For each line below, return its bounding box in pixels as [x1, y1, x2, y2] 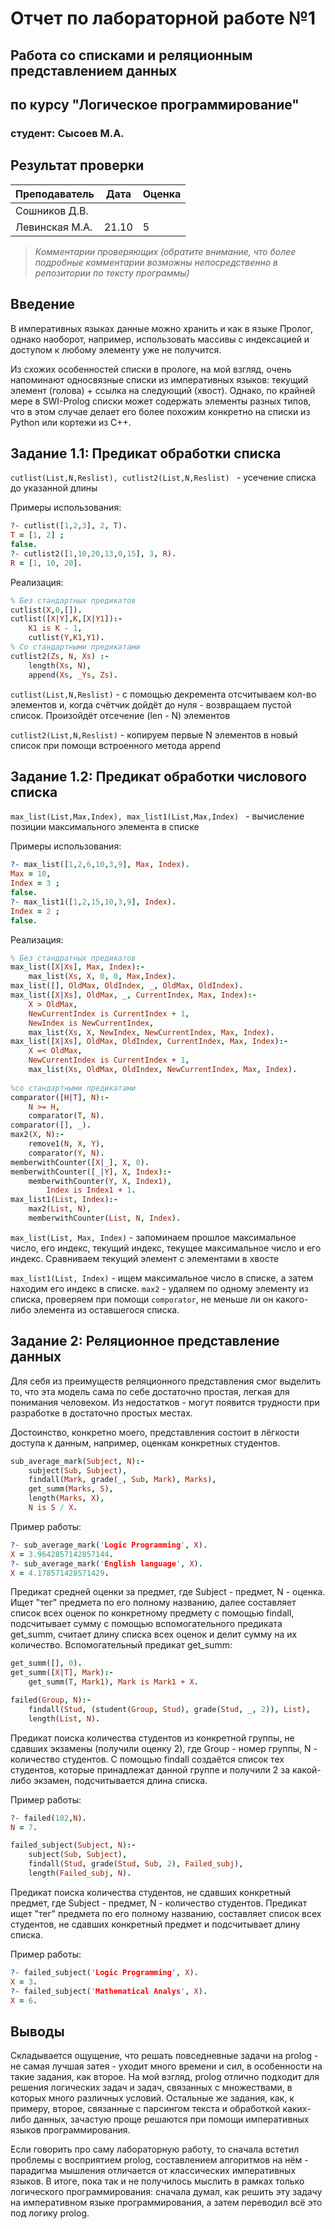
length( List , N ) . [28, 1713, 101, 1724]
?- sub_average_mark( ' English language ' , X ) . [10, 1558, 203, 1569]
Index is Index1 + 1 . [46, 1185, 137, 1196]
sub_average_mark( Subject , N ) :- [10, 1456, 145, 1466]
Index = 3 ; [10, 878, 60, 889]
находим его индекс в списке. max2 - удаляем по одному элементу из [10, 1282, 309, 1294]
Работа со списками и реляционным [10, 47, 253, 64]
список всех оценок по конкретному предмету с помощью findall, [10, 1607, 295, 1619]
